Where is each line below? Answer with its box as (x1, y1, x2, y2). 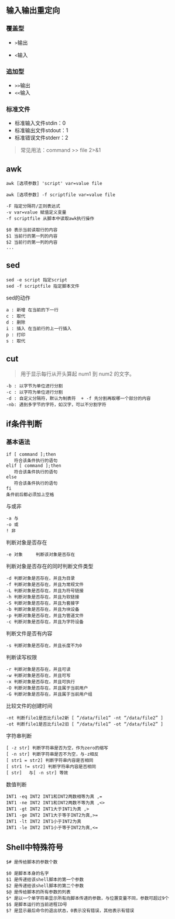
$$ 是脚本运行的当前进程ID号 (6, 901, 67, 908)
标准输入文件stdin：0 (14, 119, 66, 127)
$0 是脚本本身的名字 (6, 870, 49, 876)
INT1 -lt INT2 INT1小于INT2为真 (6, 818, 82, 825)
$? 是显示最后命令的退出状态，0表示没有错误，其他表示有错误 (6, 908, 135, 914)
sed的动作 (6, 294, 31, 301)
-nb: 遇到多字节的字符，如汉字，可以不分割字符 (6, 401, 107, 408)
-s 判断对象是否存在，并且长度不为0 (6, 643, 82, 649)
